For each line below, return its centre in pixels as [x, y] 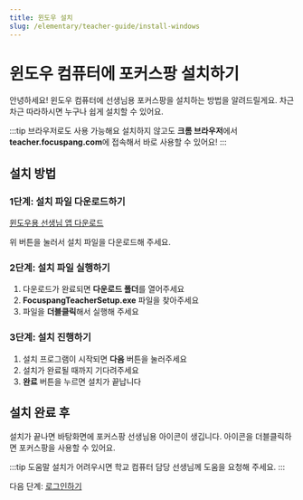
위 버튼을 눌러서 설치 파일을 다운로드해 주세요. [90, 242]
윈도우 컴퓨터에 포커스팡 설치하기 [124, 74]
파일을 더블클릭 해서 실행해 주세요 [80, 312]
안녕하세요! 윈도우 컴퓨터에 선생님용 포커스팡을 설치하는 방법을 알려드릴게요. [143, 100]
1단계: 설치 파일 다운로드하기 [67, 202]
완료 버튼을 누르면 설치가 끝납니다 [82, 382]
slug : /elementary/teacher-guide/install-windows [105, 26]
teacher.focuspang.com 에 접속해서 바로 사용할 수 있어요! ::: [118, 142]
